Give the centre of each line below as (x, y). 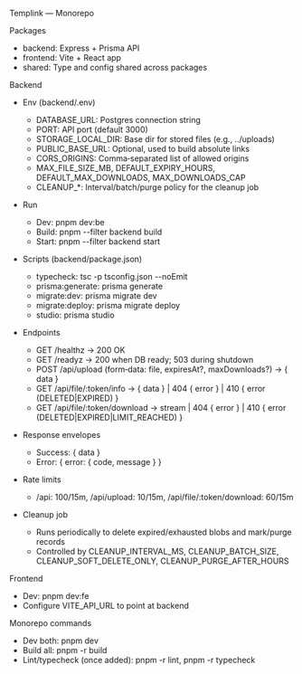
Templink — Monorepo (52, 13)
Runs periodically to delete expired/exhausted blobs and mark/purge (164, 532)
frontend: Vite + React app (72, 57)
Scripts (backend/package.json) (82, 259)
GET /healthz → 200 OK (80, 350)
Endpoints (41, 332)
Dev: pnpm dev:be (71, 222)
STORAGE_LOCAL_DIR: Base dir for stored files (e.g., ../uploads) (156, 139)
